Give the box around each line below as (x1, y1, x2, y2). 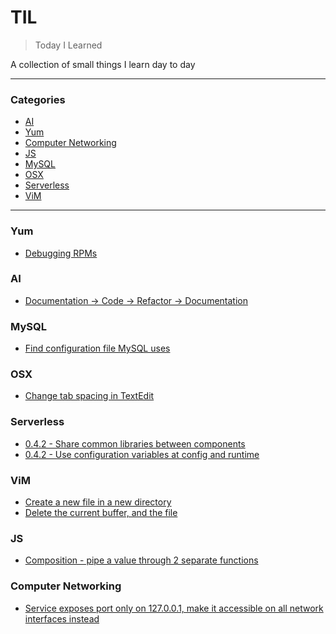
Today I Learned (34, 39, 103, 51)
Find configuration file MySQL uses (24, 342, 171, 355)
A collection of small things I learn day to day (10, 58, 196, 70)
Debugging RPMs (24, 247, 98, 259)
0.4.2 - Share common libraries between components (24, 437, 246, 450)
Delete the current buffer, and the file (24, 507, 178, 519)
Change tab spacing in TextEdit (24, 390, 155, 402)
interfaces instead (24, 612, 100, 625)
